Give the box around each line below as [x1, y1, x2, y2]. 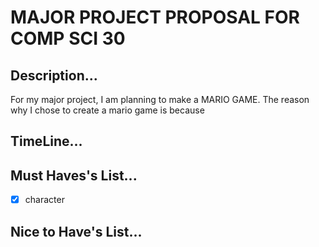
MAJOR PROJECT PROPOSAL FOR [10, 6, 300, 29]
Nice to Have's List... [10, 223, 143, 240]
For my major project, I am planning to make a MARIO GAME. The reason [10, 94, 310, 105]
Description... [10, 67, 98, 84]
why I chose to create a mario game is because [10, 104, 205, 116]
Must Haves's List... [10, 167, 138, 184]
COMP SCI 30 [10, 27, 126, 50]
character [24, 194, 65, 206]
